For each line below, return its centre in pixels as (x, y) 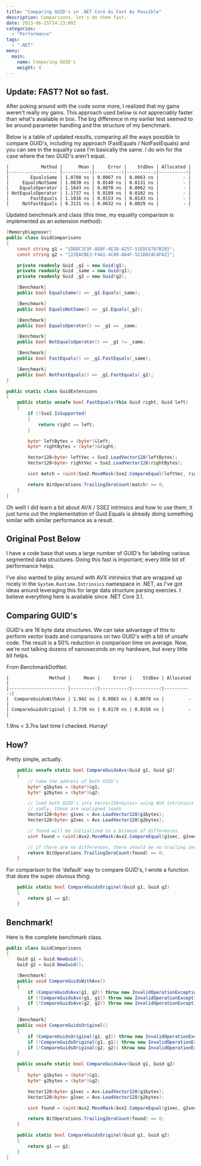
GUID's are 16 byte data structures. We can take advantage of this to (91, 630)
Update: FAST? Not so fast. (57, 91)
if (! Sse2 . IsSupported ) (57, 414)
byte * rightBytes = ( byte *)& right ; (72, 447)
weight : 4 (29, 67)
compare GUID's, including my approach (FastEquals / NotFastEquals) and (98, 143)
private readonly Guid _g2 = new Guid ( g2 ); (72, 276)
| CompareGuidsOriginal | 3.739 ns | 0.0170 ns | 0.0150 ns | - (99, 710)
